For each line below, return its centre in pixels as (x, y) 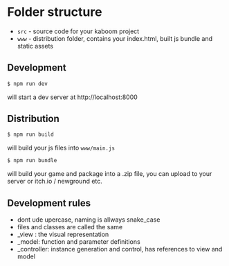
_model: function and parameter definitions (79, 242)
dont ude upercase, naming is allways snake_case (89, 220)
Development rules (49, 203)
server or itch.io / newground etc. (55, 181)
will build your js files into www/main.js (61, 148)
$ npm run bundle (32, 161)
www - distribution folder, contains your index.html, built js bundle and (115, 38)
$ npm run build (30, 135)
